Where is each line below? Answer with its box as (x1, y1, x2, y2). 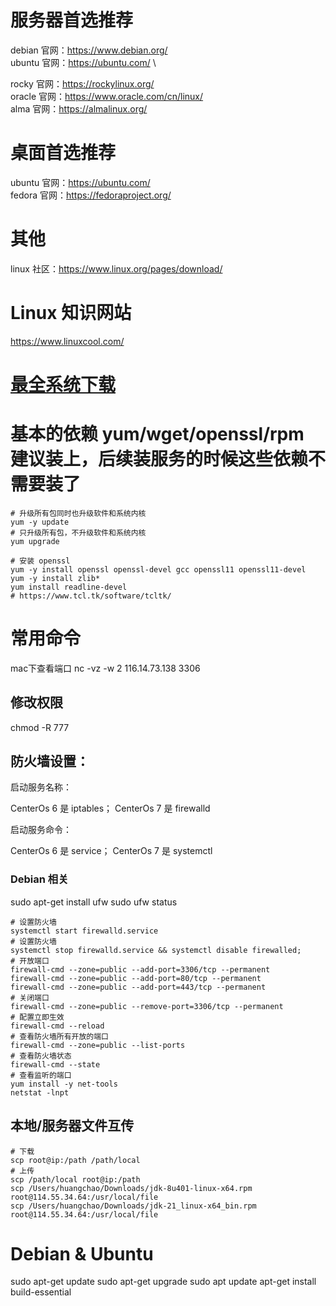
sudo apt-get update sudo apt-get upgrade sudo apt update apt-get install (10, 1276, 317, 1288)
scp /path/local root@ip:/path (10, 1174, 141, 1185)
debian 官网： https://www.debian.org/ (10, 44, 168, 56)
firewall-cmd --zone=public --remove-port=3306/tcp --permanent (10, 1001, 284, 1011)
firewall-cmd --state (10, 1059, 101, 1070)
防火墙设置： (10, 753, 90, 770)
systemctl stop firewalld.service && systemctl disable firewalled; (10, 945, 302, 955)
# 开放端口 (10, 956, 50, 966)
